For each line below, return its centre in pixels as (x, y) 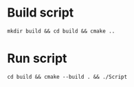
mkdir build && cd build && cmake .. (61, 31)
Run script (37, 58)
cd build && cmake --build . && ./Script (67, 77)
